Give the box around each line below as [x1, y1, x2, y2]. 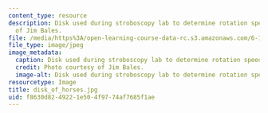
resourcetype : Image [8, 78, 77, 86]
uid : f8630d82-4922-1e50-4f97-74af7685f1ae [8, 93, 156, 101]
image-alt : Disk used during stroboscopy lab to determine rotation [15, 71, 248, 79]
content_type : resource [8, 11, 88, 20]
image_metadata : [8, 49, 62, 56]
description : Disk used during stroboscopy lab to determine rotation [8, 19, 248, 27]
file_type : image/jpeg [8, 41, 84, 49]
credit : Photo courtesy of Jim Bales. [15, 64, 145, 72]
